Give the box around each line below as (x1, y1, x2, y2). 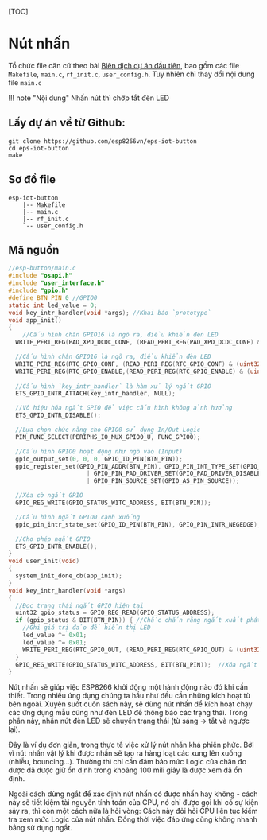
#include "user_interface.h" (8, 279, 105, 287)
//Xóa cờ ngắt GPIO (15, 492, 83, 500)
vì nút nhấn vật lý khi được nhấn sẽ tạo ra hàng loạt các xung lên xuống (8, 749, 242, 758)
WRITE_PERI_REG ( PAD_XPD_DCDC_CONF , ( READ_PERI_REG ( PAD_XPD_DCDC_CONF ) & (15, 338, 261, 347)
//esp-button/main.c (8, 264, 77, 273)
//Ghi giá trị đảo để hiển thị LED (22, 624, 151, 632)
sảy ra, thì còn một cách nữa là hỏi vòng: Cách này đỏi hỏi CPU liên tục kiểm (8, 807, 258, 816)
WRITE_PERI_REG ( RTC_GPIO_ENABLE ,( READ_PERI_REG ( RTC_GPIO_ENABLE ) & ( (15, 367, 250, 375)
